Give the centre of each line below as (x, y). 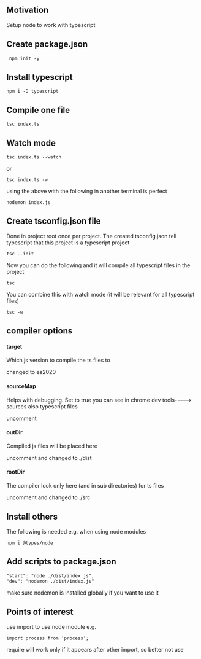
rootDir (16, 472)
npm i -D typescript (33, 92)
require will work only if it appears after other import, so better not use (95, 649)
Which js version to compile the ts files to (58, 360)
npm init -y (24, 58)
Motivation (28, 10)
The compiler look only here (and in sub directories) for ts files (85, 486)
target (14, 346)
